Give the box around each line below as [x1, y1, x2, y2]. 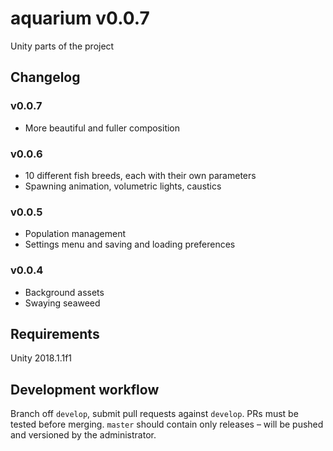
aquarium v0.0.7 [10, 7, 150, 30]
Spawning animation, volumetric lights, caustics [24, 180, 222, 192]
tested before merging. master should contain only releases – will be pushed [10, 418, 324, 431]
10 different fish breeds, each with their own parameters [24, 169, 257, 181]
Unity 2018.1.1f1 [10, 352, 73, 364]
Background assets [24, 286, 105, 298]
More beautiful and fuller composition [24, 122, 181, 134]
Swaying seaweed [24, 297, 101, 309]
